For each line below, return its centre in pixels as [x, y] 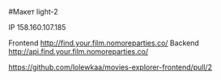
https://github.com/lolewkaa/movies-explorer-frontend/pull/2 [110, 67]
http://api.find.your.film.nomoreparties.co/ [78, 51]
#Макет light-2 [33, 12]
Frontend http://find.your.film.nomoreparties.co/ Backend [104, 43]
